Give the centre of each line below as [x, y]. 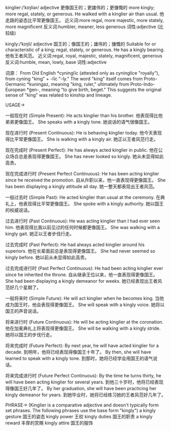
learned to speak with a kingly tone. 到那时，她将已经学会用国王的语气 [79, 358]
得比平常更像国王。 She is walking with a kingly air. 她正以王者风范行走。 [82, 139]
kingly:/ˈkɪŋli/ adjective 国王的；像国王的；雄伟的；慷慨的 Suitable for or [81, 44]
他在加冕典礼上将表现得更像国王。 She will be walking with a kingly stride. [83, 328]
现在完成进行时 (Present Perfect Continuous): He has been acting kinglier [82, 174]
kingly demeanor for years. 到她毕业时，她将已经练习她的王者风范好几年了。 [86, 395]
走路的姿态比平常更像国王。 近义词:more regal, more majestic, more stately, [85, 20]
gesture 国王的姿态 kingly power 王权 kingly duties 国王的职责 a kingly [79, 416]
